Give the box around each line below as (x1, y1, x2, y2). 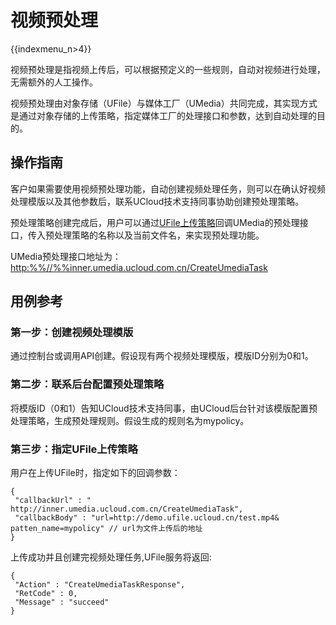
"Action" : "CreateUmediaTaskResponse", (14, 580, 186, 590)
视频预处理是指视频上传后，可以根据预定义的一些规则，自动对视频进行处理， (10, 63, 326, 75)
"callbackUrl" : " (14, 496, 92, 506)
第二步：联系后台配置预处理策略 (10, 377, 165, 391)
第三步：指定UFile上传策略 (10, 442, 138, 456)
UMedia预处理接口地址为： (10, 250, 122, 262)
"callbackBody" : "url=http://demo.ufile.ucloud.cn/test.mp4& (14, 513, 280, 523)
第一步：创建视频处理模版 (10, 326, 134, 340)
